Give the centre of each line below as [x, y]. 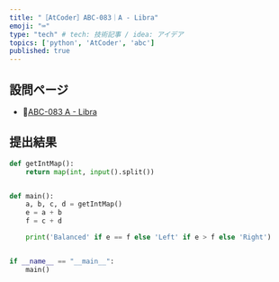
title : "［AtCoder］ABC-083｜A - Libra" [84, 18]
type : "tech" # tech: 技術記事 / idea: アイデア [97, 34]
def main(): [31, 196]
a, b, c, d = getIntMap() [74, 204]
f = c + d [44, 221]
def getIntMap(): [42, 163]
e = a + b [44, 213]
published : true [40, 51]
